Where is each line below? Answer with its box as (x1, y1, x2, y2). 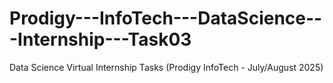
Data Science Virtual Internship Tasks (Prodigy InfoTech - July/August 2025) (9, 61, 324, 73)
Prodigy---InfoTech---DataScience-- (9, 7, 323, 30)
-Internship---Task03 (9, 28, 192, 51)
